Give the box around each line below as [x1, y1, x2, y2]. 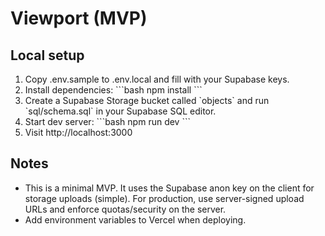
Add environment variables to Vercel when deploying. [24, 213, 247, 226]
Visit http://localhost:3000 [24, 127, 133, 138]
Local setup [10, 47, 85, 64]
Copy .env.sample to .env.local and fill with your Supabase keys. [24, 73, 290, 85]
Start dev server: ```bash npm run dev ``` [24, 116, 191, 127]
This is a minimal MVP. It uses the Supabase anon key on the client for [24, 182, 315, 194]
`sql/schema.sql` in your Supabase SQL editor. [24, 105, 217, 117]
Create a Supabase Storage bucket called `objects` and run [24, 95, 270, 106]
